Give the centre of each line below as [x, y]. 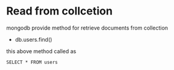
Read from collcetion [60, 11]
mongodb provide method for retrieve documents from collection [87, 28]
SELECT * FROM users [32, 62]
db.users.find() [34, 39]
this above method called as [41, 51]
